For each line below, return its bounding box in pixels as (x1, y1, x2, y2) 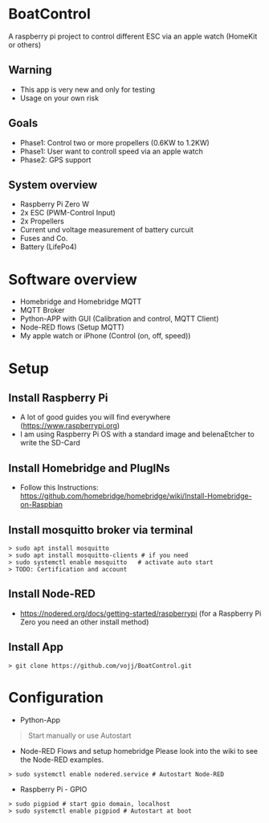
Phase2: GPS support (19, 154, 92, 165)
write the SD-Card (19, 438, 80, 448)
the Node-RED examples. (19, 755, 104, 764)
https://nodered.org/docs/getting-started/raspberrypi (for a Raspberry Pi (19, 608, 262, 618)
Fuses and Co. (19, 234, 68, 244)
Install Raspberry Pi (8, 391, 108, 404)
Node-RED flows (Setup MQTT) (19, 322, 124, 332)
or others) (8, 39, 42, 49)
